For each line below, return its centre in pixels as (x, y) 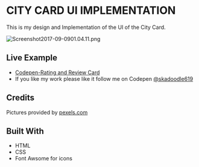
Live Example (32, 58)
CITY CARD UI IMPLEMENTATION (91, 11)
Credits (21, 98)
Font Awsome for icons (43, 159)
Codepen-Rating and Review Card (57, 72)
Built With (25, 131)
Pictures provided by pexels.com (47, 112)
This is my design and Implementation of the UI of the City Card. (86, 27)
